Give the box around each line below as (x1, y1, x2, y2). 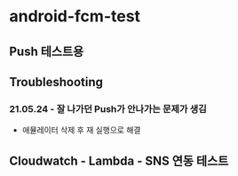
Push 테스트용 (9, 44, 84, 59)
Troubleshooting (9, 74, 104, 90)
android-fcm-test (9, 6, 140, 27)
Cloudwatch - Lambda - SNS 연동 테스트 (9, 153, 229, 168)
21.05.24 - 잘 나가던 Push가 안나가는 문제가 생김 (9, 102, 207, 115)
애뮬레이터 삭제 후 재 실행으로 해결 (21, 124, 141, 135)
